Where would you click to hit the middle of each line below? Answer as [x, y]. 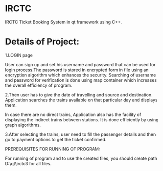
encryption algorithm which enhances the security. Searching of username [81, 75]
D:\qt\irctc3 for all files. [28, 163]
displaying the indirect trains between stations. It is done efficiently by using [82, 119]
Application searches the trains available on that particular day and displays [81, 100]
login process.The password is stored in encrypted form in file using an [77, 70]
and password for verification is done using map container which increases [81, 80]
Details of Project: [42, 42]
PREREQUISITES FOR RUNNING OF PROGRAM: [53, 149]
